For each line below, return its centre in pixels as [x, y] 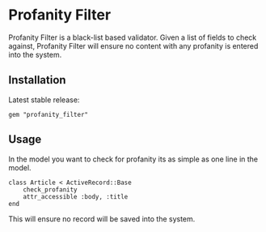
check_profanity [51, 189]
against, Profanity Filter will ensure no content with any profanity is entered [133, 45]
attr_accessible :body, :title [76, 196]
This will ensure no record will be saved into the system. [102, 219]
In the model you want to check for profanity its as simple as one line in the [133, 159]
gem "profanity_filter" [49, 114]
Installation [37, 80]
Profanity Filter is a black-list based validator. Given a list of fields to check [133, 37]
